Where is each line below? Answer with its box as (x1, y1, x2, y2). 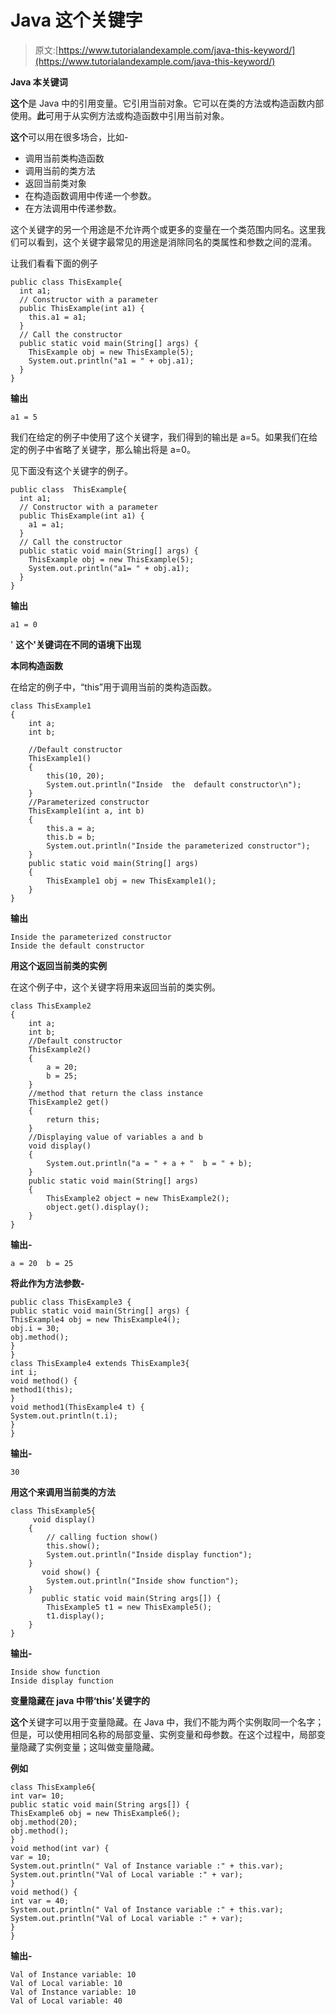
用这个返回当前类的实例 (10, 959, 107, 971)
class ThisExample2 (10, 1001, 92, 1011)
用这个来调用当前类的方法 (10, 1486, 116, 1498)
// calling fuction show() (46, 1532, 159, 1542)
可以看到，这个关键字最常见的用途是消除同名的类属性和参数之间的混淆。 (18, 236, 317, 248)
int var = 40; (10, 1896, 70, 1906)
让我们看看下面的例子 (10, 257, 98, 269)
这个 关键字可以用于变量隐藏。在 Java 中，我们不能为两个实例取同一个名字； (10, 1716, 325, 1728)
